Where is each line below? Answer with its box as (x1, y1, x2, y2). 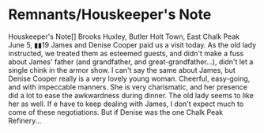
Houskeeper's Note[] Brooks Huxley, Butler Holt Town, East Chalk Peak (8, 32, 239, 41)
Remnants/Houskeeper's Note (8, 6, 212, 24)
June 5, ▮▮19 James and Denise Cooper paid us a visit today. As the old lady (8, 40, 257, 49)
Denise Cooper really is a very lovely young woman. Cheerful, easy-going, (8, 74, 251, 83)
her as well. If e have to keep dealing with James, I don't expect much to (8, 99, 244, 108)
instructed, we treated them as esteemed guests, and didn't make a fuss (8, 48, 244, 58)
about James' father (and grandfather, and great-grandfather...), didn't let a (8, 57, 254, 66)
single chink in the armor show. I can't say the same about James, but (8, 65, 236, 74)
